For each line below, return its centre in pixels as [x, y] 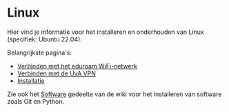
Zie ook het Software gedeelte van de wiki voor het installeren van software [114, 94]
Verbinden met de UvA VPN [57, 73]
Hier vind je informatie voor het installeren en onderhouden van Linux [106, 32]
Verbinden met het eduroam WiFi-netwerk [77, 66]
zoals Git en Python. [36, 101]
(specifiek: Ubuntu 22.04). [45, 39]
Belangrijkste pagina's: [40, 53]
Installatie [31, 80]
